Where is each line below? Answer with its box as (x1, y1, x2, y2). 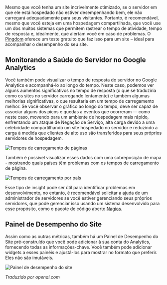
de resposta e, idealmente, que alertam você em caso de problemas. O (5, 31, 151, 36)
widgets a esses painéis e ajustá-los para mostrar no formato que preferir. (5, 249, 158, 255)
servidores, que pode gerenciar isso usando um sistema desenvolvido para (5, 200, 160, 206)
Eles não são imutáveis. (5, 255, 54, 261)
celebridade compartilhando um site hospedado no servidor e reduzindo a (5, 124, 158, 130)
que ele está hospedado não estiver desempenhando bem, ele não (5, 9, 143, 15)
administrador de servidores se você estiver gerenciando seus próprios (5, 195, 152, 201)
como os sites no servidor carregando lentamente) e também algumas (5, 92, 150, 99)
